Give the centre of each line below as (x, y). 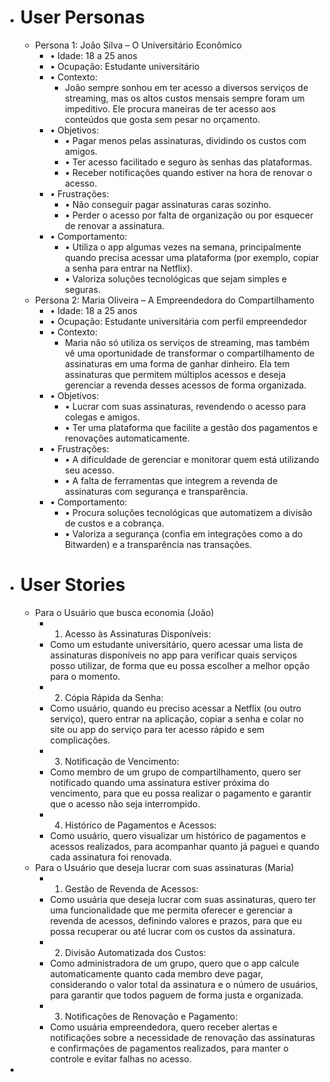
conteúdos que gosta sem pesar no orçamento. (162, 119)
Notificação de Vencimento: (122, 761)
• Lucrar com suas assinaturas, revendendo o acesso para (185, 406)
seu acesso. (89, 470)
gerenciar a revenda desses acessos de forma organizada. (185, 385)
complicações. (80, 740)
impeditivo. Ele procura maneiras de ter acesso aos (170, 108)
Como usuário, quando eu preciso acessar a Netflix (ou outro (175, 708)
